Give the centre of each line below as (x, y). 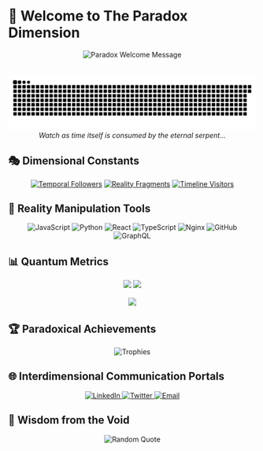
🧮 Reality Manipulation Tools (80, 208)
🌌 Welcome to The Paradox (98, 16)
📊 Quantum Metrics (58, 262)
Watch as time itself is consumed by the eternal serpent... (132, 135)
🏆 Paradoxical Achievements (82, 329)
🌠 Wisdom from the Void (69, 420)
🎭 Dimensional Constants (74, 161)
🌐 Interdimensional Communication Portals (117, 377)
